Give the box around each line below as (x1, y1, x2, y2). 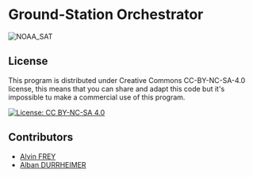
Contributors (8, 130, 74, 144)
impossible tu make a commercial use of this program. (8, 92, 186, 102)
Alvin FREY (19, 152, 56, 161)
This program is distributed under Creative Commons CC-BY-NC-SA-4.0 (8, 75, 246, 85)
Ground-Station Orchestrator (8, 6, 204, 24)
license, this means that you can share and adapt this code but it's (8, 84, 225, 93)
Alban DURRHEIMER (19, 160, 86, 169)
